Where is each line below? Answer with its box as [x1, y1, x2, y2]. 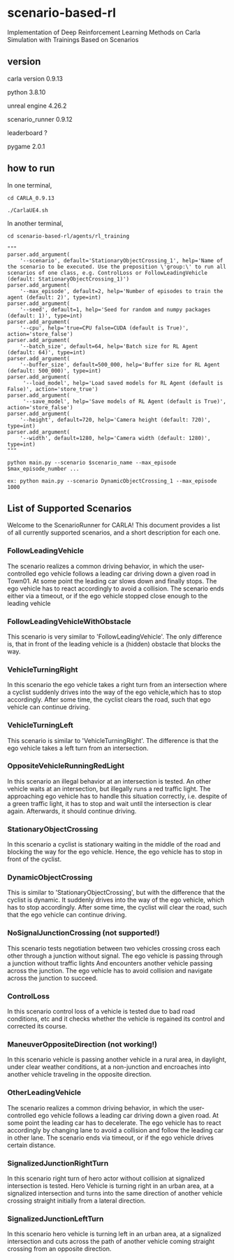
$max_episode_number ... [7, 465, 80, 472]
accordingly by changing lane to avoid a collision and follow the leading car [7, 1126, 224, 1134]
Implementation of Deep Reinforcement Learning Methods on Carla [7, 28, 201, 36]
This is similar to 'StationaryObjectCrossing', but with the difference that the [7, 889, 226, 897]
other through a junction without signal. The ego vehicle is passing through [7, 951, 224, 960]
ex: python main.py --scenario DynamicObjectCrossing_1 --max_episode [7, 477, 217, 484]
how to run [7, 162, 55, 174]
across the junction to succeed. [7, 974, 98, 982]
